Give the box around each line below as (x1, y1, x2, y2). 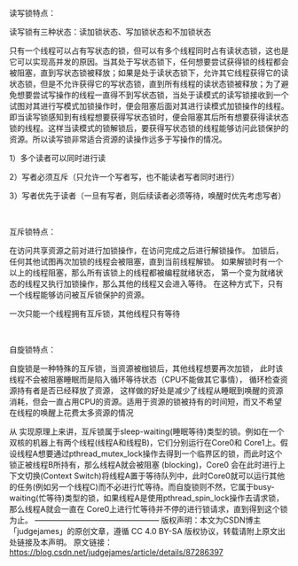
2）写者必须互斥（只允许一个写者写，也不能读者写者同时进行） (9, 172, 239, 182)
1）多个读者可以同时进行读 (9, 153, 106, 163)
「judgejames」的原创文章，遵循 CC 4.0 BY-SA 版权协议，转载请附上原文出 (9, 526, 286, 536)
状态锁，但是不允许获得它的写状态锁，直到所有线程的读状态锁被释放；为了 (9, 79, 281, 89)
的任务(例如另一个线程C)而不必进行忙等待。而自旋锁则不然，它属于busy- (9, 482, 275, 492)
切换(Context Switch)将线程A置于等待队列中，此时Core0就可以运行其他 (24, 470, 286, 481)
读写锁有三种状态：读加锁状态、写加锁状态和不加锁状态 (9, 27, 211, 37)
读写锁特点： (9, 8, 56, 18)
